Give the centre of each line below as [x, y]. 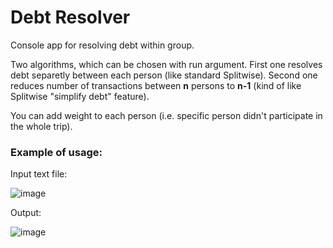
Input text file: [39, 174]
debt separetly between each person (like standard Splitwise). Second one [164, 75]
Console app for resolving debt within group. [102, 45]
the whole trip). [41, 126]
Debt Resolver [70, 17]
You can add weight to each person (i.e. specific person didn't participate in [166, 115]
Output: [26, 213]
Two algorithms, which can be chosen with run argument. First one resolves [166, 64]
